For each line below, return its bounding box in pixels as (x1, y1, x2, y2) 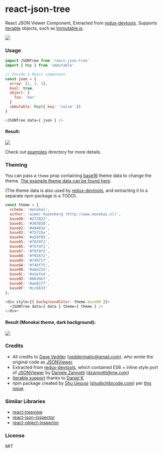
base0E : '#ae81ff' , (9, 281, 50, 286)
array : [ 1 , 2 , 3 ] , (9, 81, 48, 86)
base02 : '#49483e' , (9, 225, 50, 231)
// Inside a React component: (5, 72, 68, 77)
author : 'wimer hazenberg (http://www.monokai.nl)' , (9, 211, 121, 217)
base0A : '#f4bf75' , (9, 263, 50, 268)
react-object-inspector (12, 420, 59, 426)
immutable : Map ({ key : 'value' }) (9, 104, 81, 109)
